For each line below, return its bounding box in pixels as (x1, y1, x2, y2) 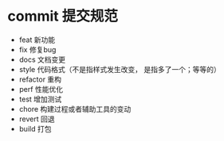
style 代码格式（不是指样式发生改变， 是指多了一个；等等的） (18, 64, 221, 74)
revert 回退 (18, 114, 55, 124)
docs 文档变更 (18, 55, 66, 64)
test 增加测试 (18, 94, 62, 104)
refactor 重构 (18, 74, 61, 84)
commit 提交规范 (7, 7, 119, 25)
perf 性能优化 (18, 84, 64, 93)
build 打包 (18, 124, 52, 133)
